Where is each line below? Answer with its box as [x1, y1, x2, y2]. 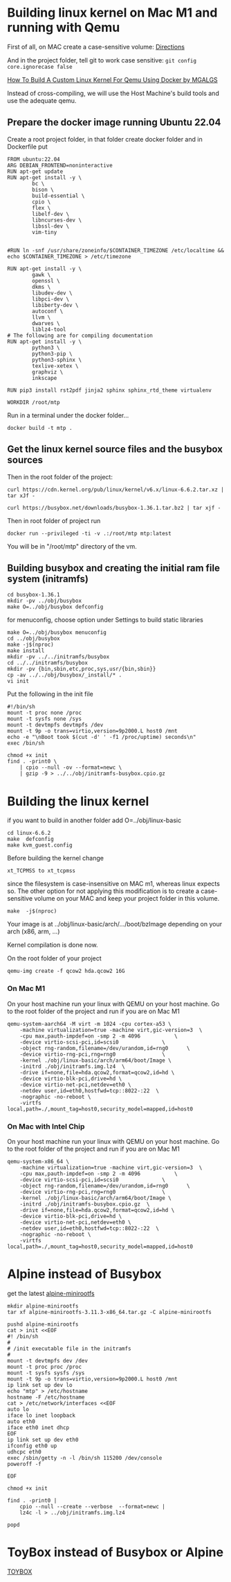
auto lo [7, 1406, 30, 1413]
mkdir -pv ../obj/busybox [7, 597, 82, 605]
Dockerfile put [7, 142, 48, 151]
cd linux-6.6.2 [7, 830, 51, 837]
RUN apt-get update [7, 168, 64, 175]
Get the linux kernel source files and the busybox [7, 443, 223, 456]
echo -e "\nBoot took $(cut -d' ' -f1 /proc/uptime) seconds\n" [7, 734, 196, 741]
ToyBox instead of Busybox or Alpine [7, 1544, 223, 1560]
